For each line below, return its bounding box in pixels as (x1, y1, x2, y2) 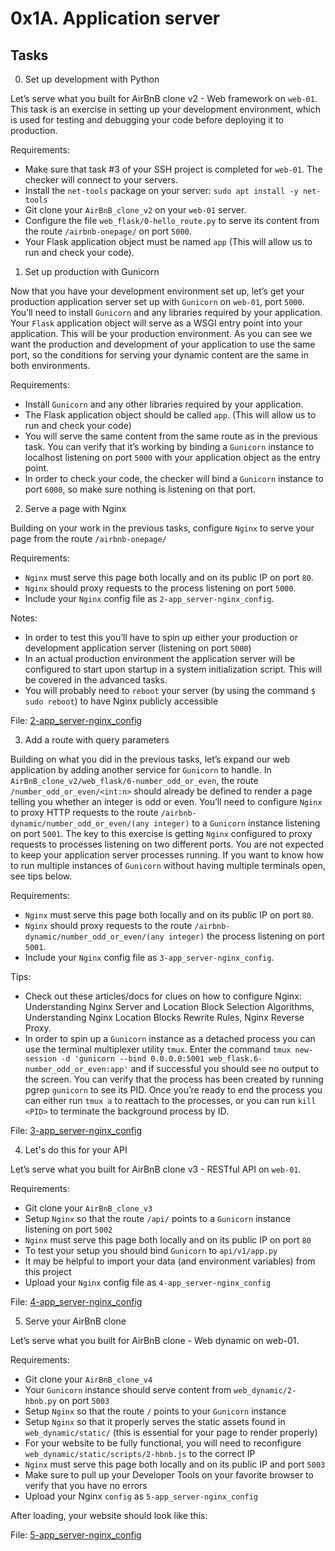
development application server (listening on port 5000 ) (24, 642, 252, 654)
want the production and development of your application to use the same (10, 338, 316, 350)
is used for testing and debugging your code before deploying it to (10, 114, 284, 126)
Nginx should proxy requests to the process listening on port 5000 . (24, 582, 297, 594)
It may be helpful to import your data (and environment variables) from (24, 1255, 316, 1267)
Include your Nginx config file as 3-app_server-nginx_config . (24, 952, 275, 963)
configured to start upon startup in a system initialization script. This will (24, 663, 323, 675)
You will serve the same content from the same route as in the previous (24, 430, 318, 442)
